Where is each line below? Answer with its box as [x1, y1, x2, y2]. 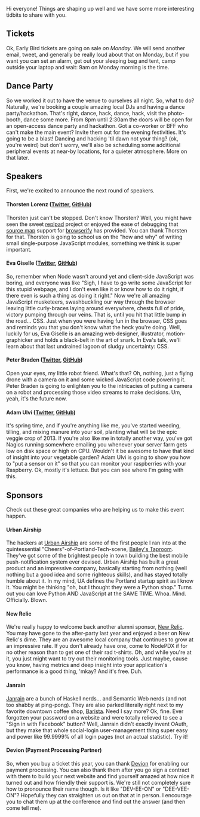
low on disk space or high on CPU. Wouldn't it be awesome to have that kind [6, 448, 194, 455]
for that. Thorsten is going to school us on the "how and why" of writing [6, 233, 183, 240]
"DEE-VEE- [162, 785, 190, 792]
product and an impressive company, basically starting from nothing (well [6, 565, 187, 572]
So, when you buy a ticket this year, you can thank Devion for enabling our [6, 760, 189, 767]
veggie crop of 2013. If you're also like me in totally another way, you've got [6, 434, 192, 442]
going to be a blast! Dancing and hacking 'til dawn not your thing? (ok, [6, 134, 179, 142]
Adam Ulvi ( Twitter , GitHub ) [6, 409, 76, 416]
